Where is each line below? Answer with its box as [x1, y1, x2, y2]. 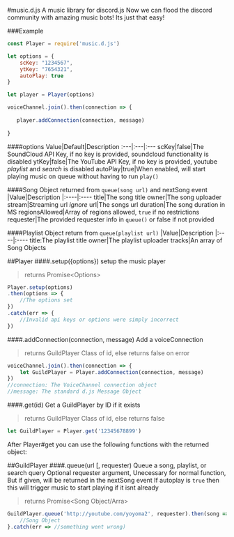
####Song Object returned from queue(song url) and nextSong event [7, 185, 208, 194]
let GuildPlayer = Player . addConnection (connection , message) [19, 368, 204, 375]
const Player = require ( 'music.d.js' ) [7, 40, 120, 47]
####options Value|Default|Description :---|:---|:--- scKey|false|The [7, 142, 204, 150]
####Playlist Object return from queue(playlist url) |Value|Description [7, 228, 214, 237]
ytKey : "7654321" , [19, 65, 73, 72]
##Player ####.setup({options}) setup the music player [7, 257, 166, 265]
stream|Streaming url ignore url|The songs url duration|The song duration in [7, 200, 225, 208]
